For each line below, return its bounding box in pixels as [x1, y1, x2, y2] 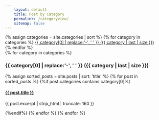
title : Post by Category [14, 12, 65, 17]
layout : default [14, 7, 47, 12]
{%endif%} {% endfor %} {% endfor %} [5, 110, 86, 116]
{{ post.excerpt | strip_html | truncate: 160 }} [5, 100, 94, 106]
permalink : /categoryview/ [14, 16, 69, 21]
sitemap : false [14, 21, 45, 26]
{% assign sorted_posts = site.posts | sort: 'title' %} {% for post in [5, 73, 138, 79]
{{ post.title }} [5, 90, 34, 96]
